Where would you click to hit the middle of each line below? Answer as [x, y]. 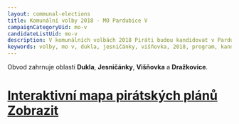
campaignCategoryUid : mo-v [47, 27]
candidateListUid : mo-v [43, 34]
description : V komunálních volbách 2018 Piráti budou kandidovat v [111, 40]
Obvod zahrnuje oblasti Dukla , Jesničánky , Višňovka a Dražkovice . [108, 67]
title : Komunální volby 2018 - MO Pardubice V [78, 21]
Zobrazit [33, 111]
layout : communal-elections [49, 14]
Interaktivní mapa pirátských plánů [113, 96]
